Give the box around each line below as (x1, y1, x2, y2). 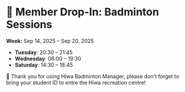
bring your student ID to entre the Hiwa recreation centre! (6, 79, 146, 86)
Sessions (6, 18, 53, 31)
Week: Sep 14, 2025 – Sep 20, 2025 (6, 37, 95, 44)
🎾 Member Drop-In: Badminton (6, 5, 160, 19)
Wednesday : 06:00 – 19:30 (14, 55, 82, 62)
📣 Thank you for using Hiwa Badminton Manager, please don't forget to (6, 73, 179, 80)
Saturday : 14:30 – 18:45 (14, 61, 73, 68)
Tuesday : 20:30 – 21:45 (14, 48, 73, 55)
